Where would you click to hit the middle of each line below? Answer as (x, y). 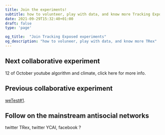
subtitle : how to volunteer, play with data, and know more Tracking (78, 14)
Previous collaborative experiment (59, 89)
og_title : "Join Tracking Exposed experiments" (56, 37)
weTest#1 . (15, 100)
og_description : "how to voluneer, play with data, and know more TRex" (81, 41)
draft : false (18, 23)
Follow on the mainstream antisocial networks (77, 116)
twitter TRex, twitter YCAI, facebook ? (43, 128)
